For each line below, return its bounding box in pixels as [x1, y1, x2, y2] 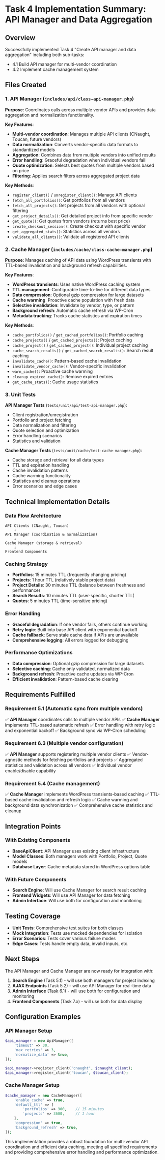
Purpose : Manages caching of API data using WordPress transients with [5, 257, 151, 263]
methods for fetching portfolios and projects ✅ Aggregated [24, 757, 143, 763]
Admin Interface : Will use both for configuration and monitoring [12, 898, 142, 904]
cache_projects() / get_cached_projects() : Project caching [12, 337, 132, 343]
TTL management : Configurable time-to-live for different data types [12, 286, 151, 292]
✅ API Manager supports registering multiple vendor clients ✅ [5, 751, 131, 757]
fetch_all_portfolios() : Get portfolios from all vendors [12, 197, 125, 203]
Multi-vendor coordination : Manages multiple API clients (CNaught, [12, 131, 151, 137]
